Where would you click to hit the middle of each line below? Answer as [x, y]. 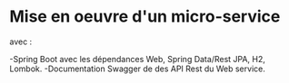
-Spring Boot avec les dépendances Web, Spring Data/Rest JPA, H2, [138, 59]
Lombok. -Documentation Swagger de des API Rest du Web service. [137, 69]
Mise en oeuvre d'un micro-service [145, 17]
